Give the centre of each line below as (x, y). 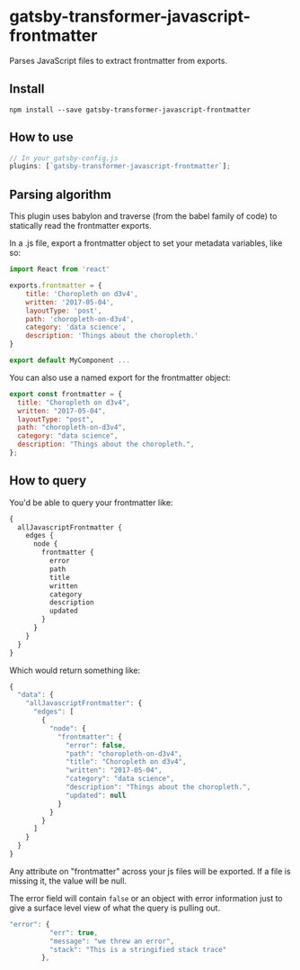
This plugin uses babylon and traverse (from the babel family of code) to (143, 216)
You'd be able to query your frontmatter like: (91, 503)
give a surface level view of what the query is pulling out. (115, 908)
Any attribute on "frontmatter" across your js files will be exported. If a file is (150, 871)
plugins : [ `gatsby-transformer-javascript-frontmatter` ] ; (120, 167)
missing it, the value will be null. (68, 881)
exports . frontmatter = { (56, 286)
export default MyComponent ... (70, 360)
